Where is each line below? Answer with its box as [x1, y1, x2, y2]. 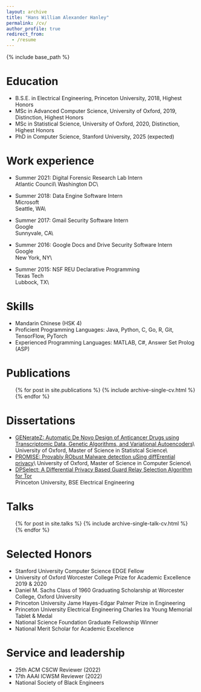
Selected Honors [6, 547, 92, 561]
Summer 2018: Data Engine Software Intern [14, 192, 123, 199]
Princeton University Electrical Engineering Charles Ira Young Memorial [14, 606, 193, 613]
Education [6, 75, 59, 88]
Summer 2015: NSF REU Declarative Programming [14, 265, 140, 273]
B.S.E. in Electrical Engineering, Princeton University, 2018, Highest [14, 94, 182, 101]
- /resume [11, 37, 36, 43]
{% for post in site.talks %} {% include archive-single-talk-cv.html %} [14, 519, 188, 527]
